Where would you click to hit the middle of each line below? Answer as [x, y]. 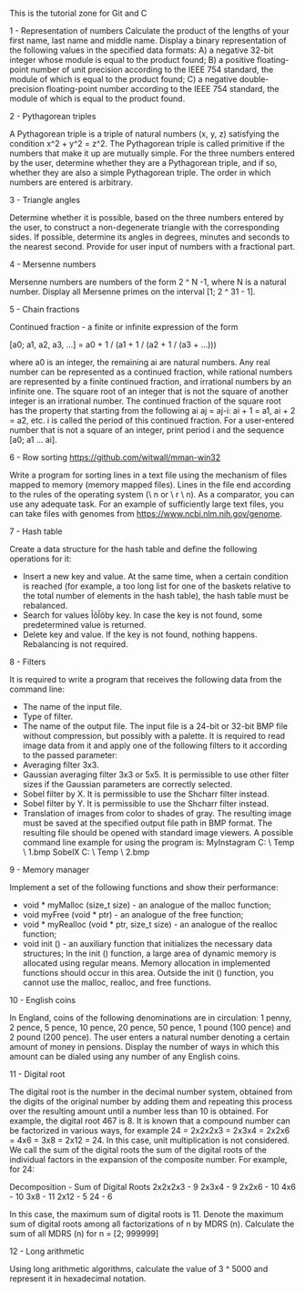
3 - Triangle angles [45, 200]
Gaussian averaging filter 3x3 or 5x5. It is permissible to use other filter [156, 775]
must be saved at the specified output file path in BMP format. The [147, 823]
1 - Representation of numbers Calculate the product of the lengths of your [149, 31]
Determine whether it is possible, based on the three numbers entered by [147, 217]
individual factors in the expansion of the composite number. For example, [148, 1160]
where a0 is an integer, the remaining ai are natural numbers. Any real [140, 362]
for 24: [22, 1169]
